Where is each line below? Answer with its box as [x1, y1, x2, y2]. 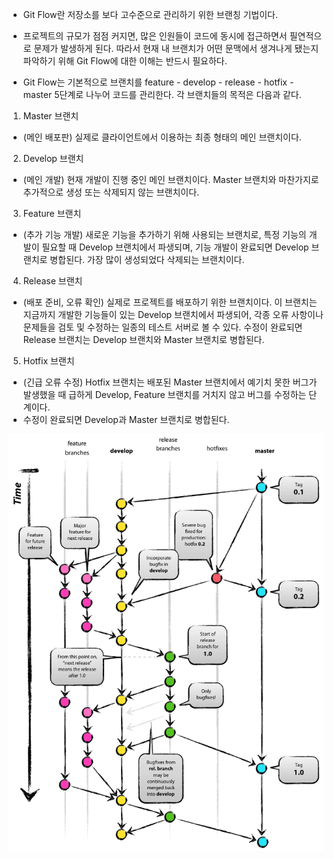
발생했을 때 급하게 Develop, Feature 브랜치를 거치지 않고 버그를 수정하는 [22, 389, 307, 400]
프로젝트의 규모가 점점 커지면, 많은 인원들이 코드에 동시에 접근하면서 [22, 30, 288, 42]
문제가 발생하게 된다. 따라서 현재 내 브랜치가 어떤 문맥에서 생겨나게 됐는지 [33, 43, 320, 54]
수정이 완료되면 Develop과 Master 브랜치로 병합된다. [22, 414, 230, 425]
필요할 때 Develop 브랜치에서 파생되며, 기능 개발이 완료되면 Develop [41, 241, 310, 253]
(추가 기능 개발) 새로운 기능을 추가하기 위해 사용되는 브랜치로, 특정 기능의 [22, 229, 307, 240]
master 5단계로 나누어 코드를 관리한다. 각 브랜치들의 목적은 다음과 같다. [22, 89, 302, 100]
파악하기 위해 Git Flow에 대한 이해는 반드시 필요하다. [22, 55, 228, 67]
